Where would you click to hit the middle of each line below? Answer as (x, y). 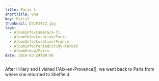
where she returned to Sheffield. (38, 75)
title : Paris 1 (21, 10)
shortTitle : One (22, 14)
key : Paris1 (17, 19)
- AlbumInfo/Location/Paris (38, 37)
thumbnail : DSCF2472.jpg (30, 23)
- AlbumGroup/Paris (29, 51)
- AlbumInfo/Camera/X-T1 (35, 32)
